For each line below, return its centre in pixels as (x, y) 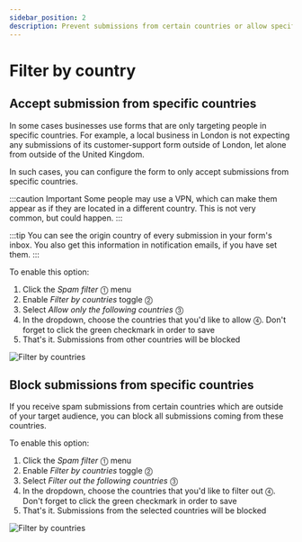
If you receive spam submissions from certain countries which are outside (147, 407)
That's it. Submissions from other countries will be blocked (131, 339)
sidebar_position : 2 (48, 18)
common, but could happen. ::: (66, 218)
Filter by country (73, 71)
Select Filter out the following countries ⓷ (100, 481)
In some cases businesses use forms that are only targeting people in (138, 125)
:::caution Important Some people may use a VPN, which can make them (143, 198)
